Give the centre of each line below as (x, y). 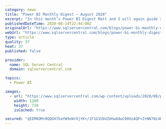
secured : (14, 119)
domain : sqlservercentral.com (41, 69)
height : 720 (26, 105)
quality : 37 (17, 42)
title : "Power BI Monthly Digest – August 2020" (56, 14)
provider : (15, 60)
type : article (20, 38)
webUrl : (13, 33)
